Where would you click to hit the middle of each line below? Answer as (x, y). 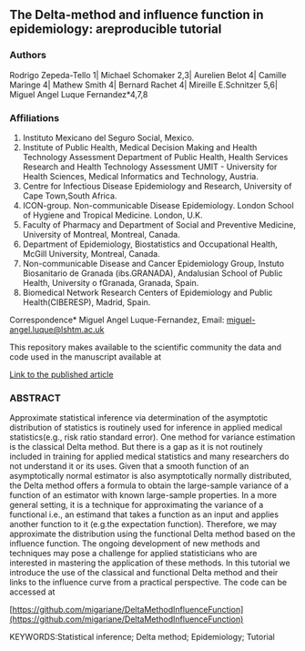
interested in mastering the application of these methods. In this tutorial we (150, 563)
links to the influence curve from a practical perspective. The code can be (148, 583)
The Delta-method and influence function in (137, 15)
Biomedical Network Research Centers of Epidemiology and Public (147, 292)
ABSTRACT (35, 398)
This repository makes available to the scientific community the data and (146, 347)
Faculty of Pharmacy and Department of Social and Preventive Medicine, (159, 224)
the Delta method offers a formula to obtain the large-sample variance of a (149, 485)
